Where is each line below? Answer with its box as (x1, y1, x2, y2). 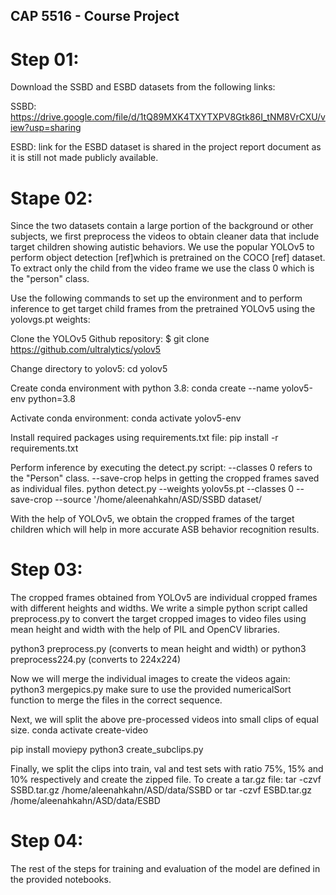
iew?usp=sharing (10, 122, 82, 134)
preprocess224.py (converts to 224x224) (10, 654, 182, 666)
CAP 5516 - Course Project (10, 8, 180, 25)
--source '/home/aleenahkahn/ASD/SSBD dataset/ (54, 494, 262, 506)
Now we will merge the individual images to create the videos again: (10, 673, 291, 685)
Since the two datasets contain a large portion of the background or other (10, 220, 314, 232)
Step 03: (10, 559, 83, 581)
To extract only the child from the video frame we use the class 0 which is (10, 262, 315, 274)
